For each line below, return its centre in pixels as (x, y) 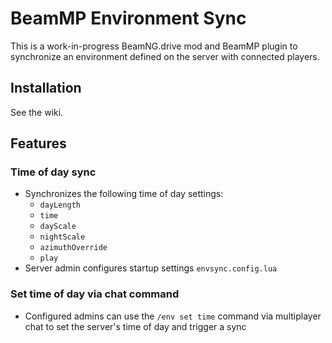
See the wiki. (37, 112)
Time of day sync (53, 172)
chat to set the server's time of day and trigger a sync (135, 326)
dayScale (58, 227)
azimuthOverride (73, 248)
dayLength (60, 205)
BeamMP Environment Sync (128, 18)
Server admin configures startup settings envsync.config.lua (151, 268)
